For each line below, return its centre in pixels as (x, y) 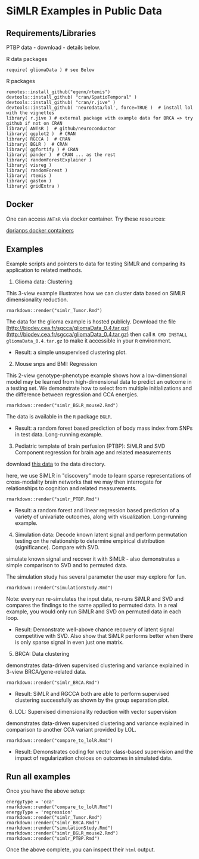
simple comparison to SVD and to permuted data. (67, 565)
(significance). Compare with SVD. (57, 547)
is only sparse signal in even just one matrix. (69, 642)
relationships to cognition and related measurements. (71, 488)
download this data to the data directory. (56, 464)
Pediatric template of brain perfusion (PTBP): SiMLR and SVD (90, 446)
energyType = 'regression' (40, 812)
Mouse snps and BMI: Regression (56, 363)
